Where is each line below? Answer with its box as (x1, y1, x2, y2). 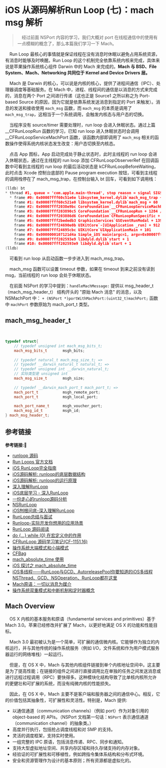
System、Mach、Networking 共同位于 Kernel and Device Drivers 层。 (5, 70, 150, 76)
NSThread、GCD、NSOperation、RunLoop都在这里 (12, 575, 118, 581)
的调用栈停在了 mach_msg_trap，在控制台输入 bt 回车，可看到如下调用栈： (5, 176, 158, 182)
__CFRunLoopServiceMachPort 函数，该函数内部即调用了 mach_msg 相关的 (5, 134, 155, 140)
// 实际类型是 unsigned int (14, 371, 68, 377)
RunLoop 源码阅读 (12, 526, 49, 532)
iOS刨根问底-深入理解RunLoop (12, 507, 75, 513)
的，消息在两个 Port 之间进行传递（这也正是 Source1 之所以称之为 (5, 92, 139, 98)
